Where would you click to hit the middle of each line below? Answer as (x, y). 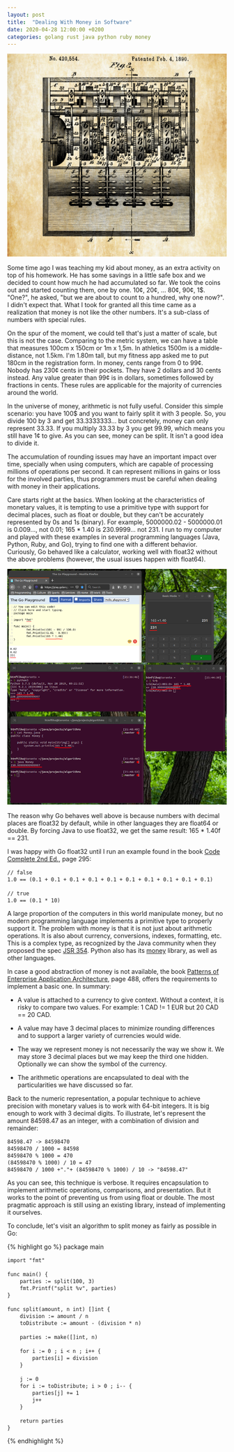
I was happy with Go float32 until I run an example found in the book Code (114, 852)
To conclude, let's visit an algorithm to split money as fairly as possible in (112, 1226)
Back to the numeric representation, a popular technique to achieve (104, 1099)
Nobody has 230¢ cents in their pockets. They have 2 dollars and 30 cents (114, 371)
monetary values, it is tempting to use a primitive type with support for (108, 508)
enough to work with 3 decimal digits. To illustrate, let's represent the (107, 1113)
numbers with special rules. (47, 320)
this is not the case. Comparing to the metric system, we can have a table (112, 341)
